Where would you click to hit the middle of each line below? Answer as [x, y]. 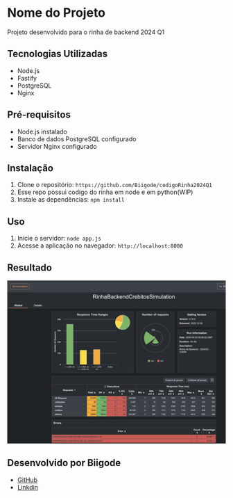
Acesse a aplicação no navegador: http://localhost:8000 [100, 246]
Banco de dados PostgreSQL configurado [77, 139]
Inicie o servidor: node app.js [59, 239]
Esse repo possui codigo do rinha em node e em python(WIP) [105, 192]
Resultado [29, 267]
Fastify [27, 78]
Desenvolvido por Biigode [64, 463]
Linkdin [27, 487]
